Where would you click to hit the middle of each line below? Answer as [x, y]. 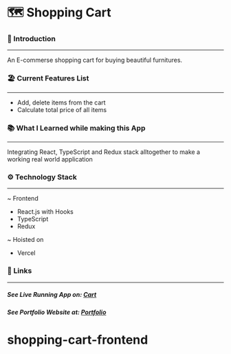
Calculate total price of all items [62, 109]
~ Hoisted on [25, 240]
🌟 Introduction [32, 39]
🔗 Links [20, 271]
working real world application [50, 159]
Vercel [26, 253]
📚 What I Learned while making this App [76, 128]
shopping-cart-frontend [78, 340]
